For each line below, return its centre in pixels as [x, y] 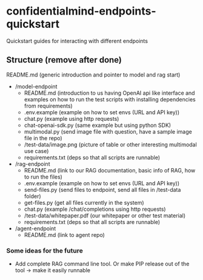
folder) [32, 196]
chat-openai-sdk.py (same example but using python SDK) [98, 125]
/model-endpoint [36, 86]
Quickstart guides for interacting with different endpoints [77, 41]
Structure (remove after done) [64, 60]
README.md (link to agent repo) [64, 234]
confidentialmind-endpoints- [81, 11]
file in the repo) [43, 138]
